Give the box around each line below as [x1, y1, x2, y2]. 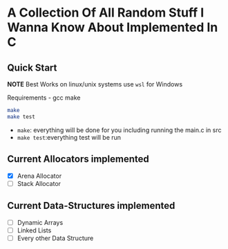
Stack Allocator [17, 179, 61, 187]
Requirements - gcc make [7, 93, 81, 102]
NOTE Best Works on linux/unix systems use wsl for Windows [7, 80, 183, 88]
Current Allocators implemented [7, 154, 150, 165]
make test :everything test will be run [17, 133, 122, 141]
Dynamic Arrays [17, 218, 64, 226]
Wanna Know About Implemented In [7, 19, 218, 35]
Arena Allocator [17, 172, 62, 180]
